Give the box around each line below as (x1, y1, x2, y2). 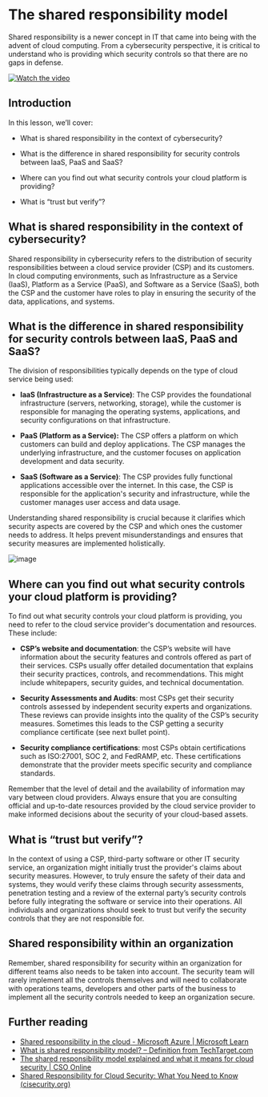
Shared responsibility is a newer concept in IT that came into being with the (8, 32, 257, 42)
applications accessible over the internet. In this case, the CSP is (19, 481, 234, 490)
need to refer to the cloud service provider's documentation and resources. (8, 619, 257, 630)
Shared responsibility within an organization (8, 937, 234, 950)
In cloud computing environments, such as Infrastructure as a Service (8, 271, 238, 280)
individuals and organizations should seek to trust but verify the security (8, 905, 246, 914)
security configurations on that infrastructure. (19, 415, 170, 425)
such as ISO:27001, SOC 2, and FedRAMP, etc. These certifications (19, 752, 242, 761)
